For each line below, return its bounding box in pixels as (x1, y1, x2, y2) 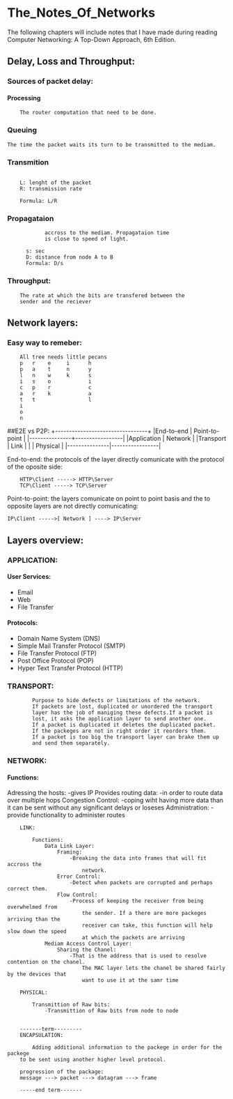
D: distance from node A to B (25, 254, 113, 261)
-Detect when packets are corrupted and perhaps (69, 879, 214, 886)
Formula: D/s (25, 260, 64, 267)
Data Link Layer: (44, 842, 95, 850)
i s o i (19, 378, 92, 385)
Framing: (56, 849, 82, 856)
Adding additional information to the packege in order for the (32, 1044, 223, 1051)
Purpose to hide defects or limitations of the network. (32, 697, 200, 704)
